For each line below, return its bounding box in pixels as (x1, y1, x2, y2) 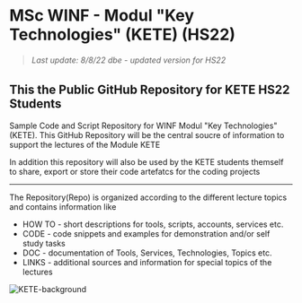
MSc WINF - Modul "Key (9, 5, 195, 26)
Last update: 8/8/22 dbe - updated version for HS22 (31, 55, 226, 65)
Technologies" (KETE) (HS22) (9, 24, 236, 45)
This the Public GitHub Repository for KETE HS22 (9, 82, 290, 98)
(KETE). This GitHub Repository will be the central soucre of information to (9, 129, 285, 140)
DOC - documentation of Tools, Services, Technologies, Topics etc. (22, 247, 272, 258)
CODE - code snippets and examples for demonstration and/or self (22, 228, 271, 238)
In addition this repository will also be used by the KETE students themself (9, 156, 284, 167)
